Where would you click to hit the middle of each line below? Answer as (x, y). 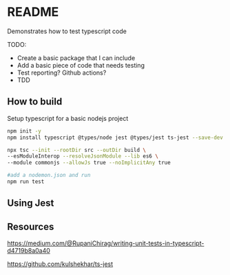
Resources (31, 226)
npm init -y (24, 131)
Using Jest (31, 203)
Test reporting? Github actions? (62, 73)
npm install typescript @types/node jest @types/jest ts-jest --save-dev (115, 137)
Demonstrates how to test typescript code (67, 31)
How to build (35, 102)
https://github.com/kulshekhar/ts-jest (60, 264)
